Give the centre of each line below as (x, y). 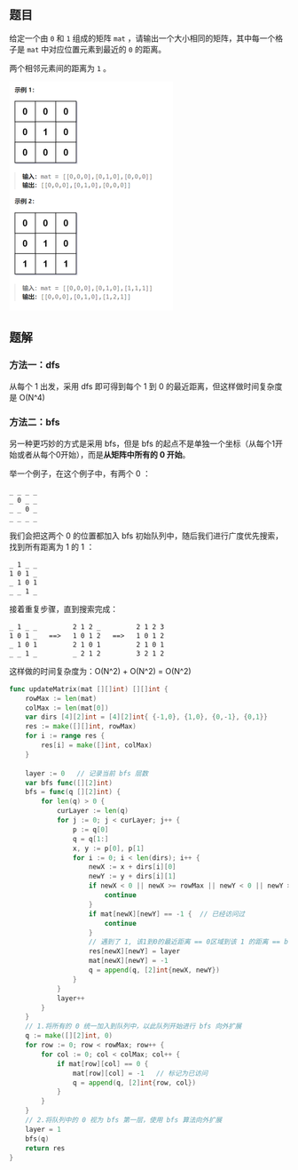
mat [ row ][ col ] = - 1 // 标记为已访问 (140, 1073)
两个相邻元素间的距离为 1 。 (60, 68)
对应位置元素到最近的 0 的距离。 (107, 49)
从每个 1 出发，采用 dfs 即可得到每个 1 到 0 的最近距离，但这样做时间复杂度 (146, 386)
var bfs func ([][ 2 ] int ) (69, 783)
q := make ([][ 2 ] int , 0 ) (69, 1036)
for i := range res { (65, 736)
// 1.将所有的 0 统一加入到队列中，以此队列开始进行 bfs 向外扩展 (133, 1027)
